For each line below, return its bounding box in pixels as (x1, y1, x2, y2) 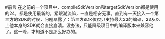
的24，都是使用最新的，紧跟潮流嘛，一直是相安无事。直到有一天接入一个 (5, 10, 155, 16)
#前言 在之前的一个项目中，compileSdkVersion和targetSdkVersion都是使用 (5, 4, 158, 10)
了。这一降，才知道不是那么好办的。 (5, 29, 80, 34)
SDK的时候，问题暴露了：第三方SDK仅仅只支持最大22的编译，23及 (18, 17, 156, 22)
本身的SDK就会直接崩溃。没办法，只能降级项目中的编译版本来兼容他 (13, 22, 154, 28)
